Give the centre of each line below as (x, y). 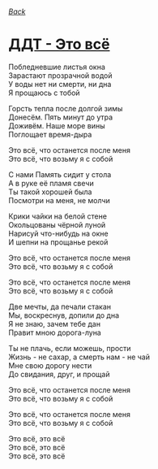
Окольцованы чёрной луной (57, 224)
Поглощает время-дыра (50, 134)
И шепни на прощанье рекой (58, 242)
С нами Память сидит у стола (60, 174)
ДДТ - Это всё (59, 44)
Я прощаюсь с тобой (44, 93)
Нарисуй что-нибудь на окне (58, 233)
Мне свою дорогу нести (50, 365)
